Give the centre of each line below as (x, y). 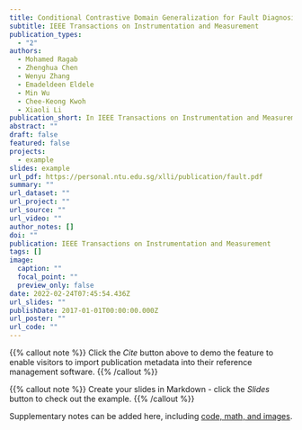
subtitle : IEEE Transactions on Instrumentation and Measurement (134, 26)
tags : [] (26, 252)
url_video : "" (36, 218)
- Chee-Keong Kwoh (52, 101)
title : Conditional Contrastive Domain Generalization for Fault (134, 18)
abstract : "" (34, 127)
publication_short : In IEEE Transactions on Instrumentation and (134, 118)
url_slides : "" (38, 302)
